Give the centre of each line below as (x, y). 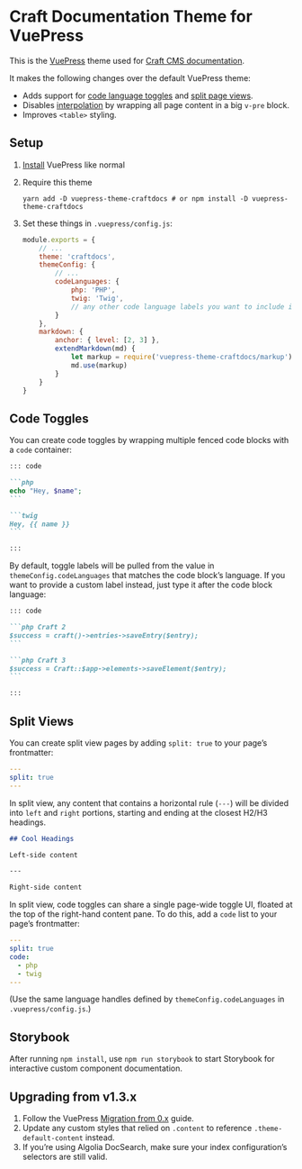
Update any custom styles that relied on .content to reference (137, 1128)
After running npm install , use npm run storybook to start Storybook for (142, 1059)
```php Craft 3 (38, 660)
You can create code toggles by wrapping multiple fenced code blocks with (149, 440)
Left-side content (44, 855)
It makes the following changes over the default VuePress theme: (130, 77)
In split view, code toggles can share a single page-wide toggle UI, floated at (151, 905)
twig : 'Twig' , (97, 298)
